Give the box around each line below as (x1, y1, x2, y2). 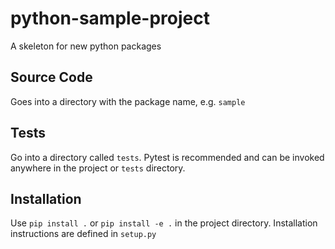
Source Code (10, 69, 93, 86)
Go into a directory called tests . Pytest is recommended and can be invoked (10, 151, 325, 163)
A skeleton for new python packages (10, 40, 162, 52)
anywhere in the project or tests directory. (10, 162, 186, 174)
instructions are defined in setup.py (10, 228, 157, 240)
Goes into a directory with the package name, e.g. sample (10, 95, 246, 107)
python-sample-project (10, 7, 210, 30)
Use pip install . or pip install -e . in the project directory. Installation (10, 217, 318, 229)
